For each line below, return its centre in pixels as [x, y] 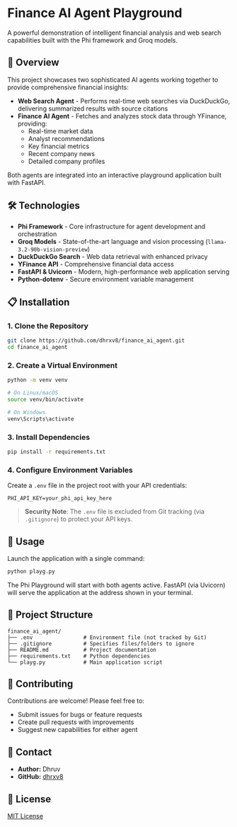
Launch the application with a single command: [76, 558]
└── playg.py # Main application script [85, 662]
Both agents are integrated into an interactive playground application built [114, 174]
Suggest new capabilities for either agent [77, 730]
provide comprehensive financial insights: [68, 87]
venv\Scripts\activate [41, 419]
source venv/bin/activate [45, 400]
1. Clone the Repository [48, 326]
